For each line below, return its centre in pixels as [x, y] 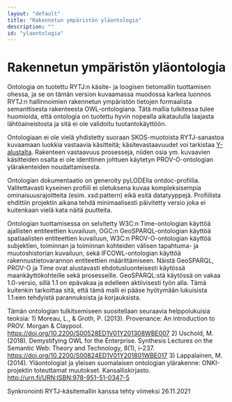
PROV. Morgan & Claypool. [45, 326]
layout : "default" [34, 14]
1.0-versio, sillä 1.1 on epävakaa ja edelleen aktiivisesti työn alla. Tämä [107, 283]
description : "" [31, 26]
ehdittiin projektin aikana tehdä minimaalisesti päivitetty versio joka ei [107, 203]
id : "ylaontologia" [36, 33]
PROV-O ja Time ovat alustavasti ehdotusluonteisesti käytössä [96, 268]
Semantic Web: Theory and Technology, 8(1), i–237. [81, 348]
